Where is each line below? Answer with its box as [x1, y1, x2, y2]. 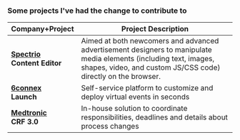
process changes [81, 122, 139, 131]
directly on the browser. [81, 72, 161, 82]
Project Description [121, 24, 189, 34]
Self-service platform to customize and [81, 83, 214, 93]
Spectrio [11, 49, 41, 59]
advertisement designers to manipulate [81, 45, 212, 55]
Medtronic [11, 108, 48, 118]
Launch [11, 92, 37, 102]
